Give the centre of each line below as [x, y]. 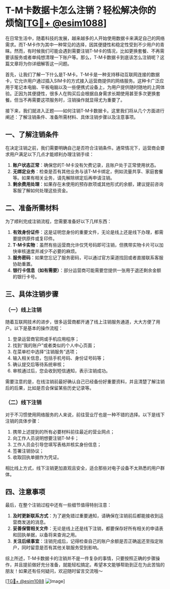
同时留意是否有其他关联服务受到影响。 [61, 548]
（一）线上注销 [24, 310]
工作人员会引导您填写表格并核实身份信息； [57, 444]
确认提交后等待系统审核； [39, 365]
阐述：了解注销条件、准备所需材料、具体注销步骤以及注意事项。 [72, 117]
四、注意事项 [25, 492]
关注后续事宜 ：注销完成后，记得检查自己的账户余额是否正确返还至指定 [86, 541]
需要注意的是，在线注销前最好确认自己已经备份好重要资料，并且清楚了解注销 [85, 381]
